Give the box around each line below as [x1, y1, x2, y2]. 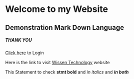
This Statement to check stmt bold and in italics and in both [5, 69, 129, 75]
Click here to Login [5, 50, 44, 56]
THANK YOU [5, 37, 32, 43]
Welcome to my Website [5, 3, 108, 15]
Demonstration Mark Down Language [5, 23, 124, 32]
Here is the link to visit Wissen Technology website [5, 59, 110, 65]
